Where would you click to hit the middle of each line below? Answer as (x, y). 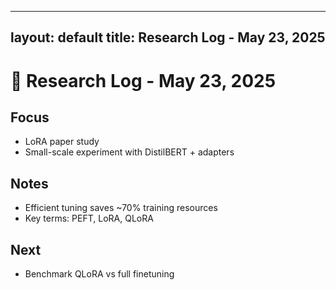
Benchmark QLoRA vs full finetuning (99, 274)
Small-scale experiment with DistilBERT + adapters (129, 152)
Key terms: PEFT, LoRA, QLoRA (89, 218)
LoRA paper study (62, 142)
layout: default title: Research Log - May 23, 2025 (168, 37)
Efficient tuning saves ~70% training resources (121, 208)
